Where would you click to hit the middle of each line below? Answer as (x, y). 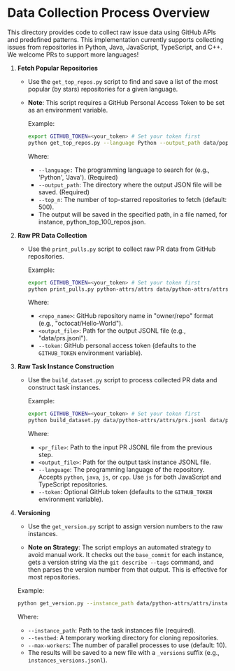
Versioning (34, 513)
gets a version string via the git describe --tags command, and (121, 562)
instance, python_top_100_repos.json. (92, 222)
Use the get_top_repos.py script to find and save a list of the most (123, 81)
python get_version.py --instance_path (76, 604)
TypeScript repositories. (73, 484)
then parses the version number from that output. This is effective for (127, 570)
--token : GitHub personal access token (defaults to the (117, 346)
